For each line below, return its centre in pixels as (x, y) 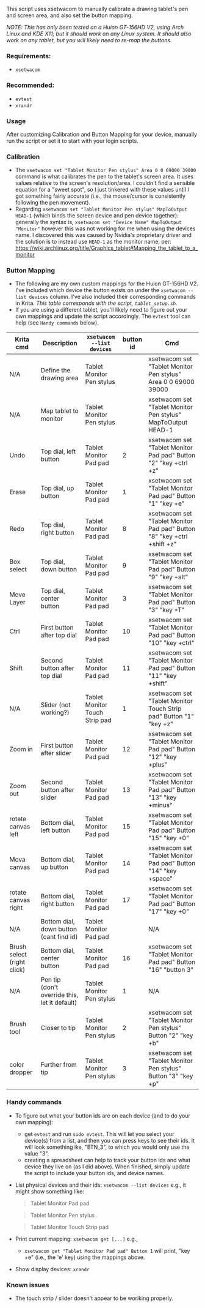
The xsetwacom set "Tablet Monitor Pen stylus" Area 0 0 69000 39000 (106, 170)
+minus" (160, 805)
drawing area (59, 378)
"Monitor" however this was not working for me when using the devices (105, 228)
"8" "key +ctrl (168, 536)
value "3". (37, 1153)
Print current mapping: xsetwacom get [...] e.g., (77, 1239)
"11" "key (163, 676)
